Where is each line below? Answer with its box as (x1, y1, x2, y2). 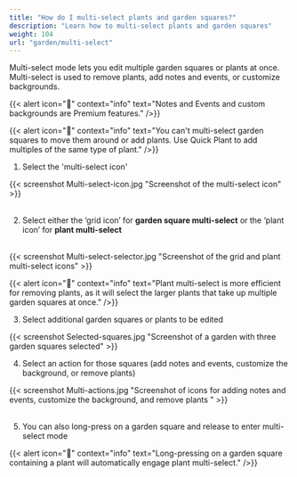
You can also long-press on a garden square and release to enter (21, 421, 261, 432)
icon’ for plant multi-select (21, 225, 123, 235)
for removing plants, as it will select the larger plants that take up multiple (9, 287, 277, 299)
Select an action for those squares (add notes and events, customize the (21, 358, 289, 369)
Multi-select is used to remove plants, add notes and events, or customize (9, 72, 280, 83)
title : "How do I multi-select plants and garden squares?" (9, 12, 237, 22)
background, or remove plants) (21, 367, 136, 379)
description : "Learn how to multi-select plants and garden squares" (9, 21, 273, 30)
